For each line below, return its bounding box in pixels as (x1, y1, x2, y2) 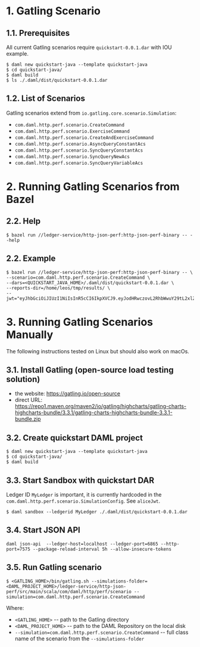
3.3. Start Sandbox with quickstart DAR (6, 475, 155, 485)
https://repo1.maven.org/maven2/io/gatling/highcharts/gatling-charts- (14, 403, 186, 410)
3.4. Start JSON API (6, 525, 80, 535)
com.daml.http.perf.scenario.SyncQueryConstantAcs (14, 147, 143, 153)
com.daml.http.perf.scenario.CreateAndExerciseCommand (14, 134, 154, 141)
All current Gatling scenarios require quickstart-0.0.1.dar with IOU (6, 44, 173, 51)
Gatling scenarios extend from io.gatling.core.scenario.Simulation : (6, 109, 177, 116)
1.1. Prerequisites (6, 28, 70, 38)
